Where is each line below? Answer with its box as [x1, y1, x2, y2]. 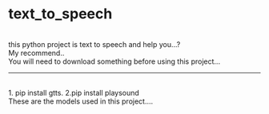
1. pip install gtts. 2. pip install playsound [8, 88, 140, 97]
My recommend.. [8, 48, 65, 57]
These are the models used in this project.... [8, 96, 154, 106]
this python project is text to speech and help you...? [8, 39, 181, 49]
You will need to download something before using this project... [8, 57, 221, 66]
